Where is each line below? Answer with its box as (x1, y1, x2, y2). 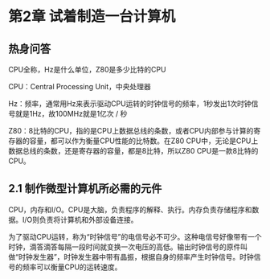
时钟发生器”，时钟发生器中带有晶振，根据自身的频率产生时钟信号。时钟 (18, 252, 255, 261)
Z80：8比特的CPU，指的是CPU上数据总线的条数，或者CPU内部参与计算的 (8, 126, 254, 135)
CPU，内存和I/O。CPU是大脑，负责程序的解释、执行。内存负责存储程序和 (8, 204, 252, 214)
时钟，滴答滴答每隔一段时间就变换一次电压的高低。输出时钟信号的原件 (8, 242, 241, 252)
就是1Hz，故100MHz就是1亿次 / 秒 (14, 109, 128, 118)
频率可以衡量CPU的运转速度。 (22, 262, 122, 272)
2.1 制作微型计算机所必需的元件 (8, 182, 162, 195)
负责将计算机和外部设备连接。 (39, 215, 138, 224)
